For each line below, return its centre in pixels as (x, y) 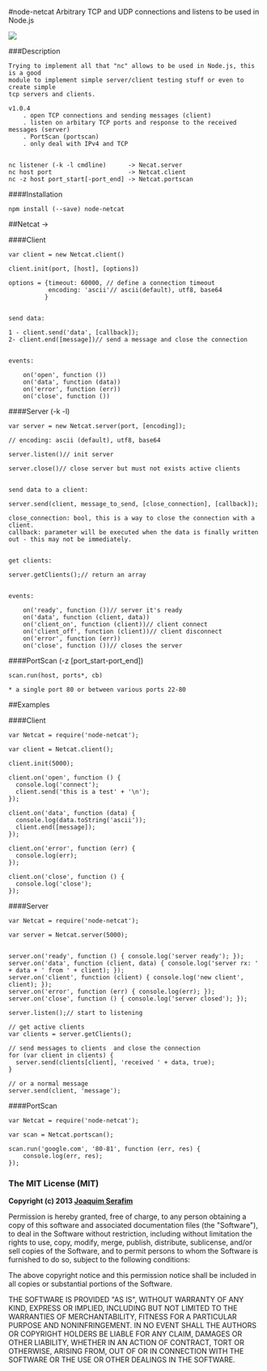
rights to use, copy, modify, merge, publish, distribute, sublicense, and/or (130, 1242)
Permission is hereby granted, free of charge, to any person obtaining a (127, 1216)
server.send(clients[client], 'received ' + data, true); (116, 1063)
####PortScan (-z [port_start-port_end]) (76, 660)
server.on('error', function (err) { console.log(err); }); (112, 991)
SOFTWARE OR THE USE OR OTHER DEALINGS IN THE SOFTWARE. (122, 1360)
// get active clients (47, 1027)
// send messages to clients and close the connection (104, 1048)
